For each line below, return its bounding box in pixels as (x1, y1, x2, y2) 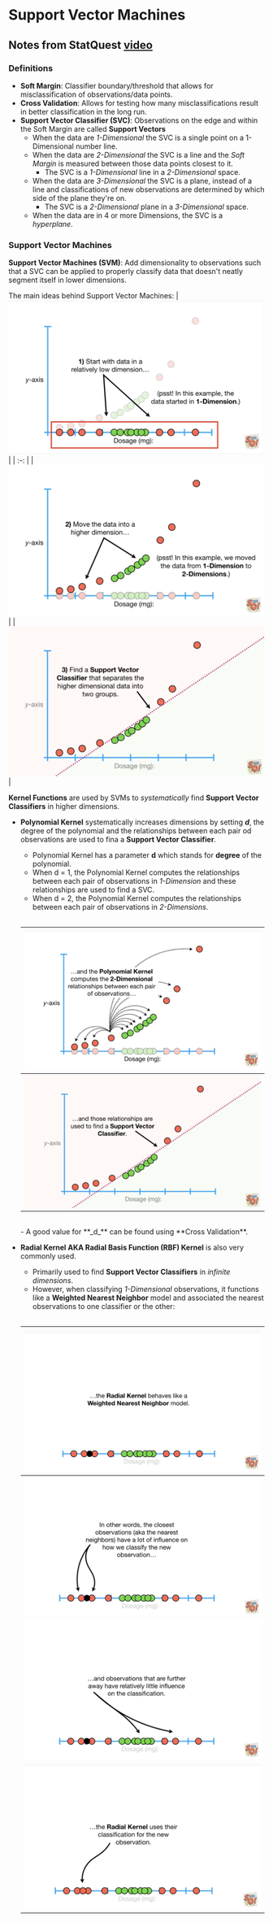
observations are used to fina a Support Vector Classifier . (19, 835, 217, 845)
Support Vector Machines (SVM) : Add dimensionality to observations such (8, 258, 262, 267)
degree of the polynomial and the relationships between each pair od (19, 826, 252, 836)
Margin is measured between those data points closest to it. (32, 159, 233, 168)
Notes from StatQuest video (8, 38, 153, 52)
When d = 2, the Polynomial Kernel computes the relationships (32, 894, 242, 903)
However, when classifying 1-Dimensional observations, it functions (32, 1285, 260, 1294)
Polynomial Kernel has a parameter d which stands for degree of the (32, 850, 262, 860)
